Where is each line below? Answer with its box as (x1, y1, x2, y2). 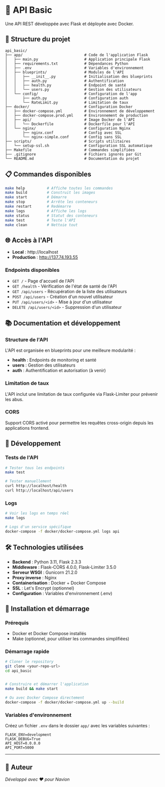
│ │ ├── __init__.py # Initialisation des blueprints (5, 74, 153, 79)
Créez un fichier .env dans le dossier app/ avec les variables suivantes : (5, 722, 150, 728)
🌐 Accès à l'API (5, 236, 53, 244)
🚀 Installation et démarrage (5, 604, 90, 613)
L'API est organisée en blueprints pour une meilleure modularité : (5, 347, 136, 353)
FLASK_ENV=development (5, 732, 52, 737)
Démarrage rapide (5, 648, 50, 655)
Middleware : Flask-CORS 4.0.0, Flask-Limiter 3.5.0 (12, 564, 116, 570)
